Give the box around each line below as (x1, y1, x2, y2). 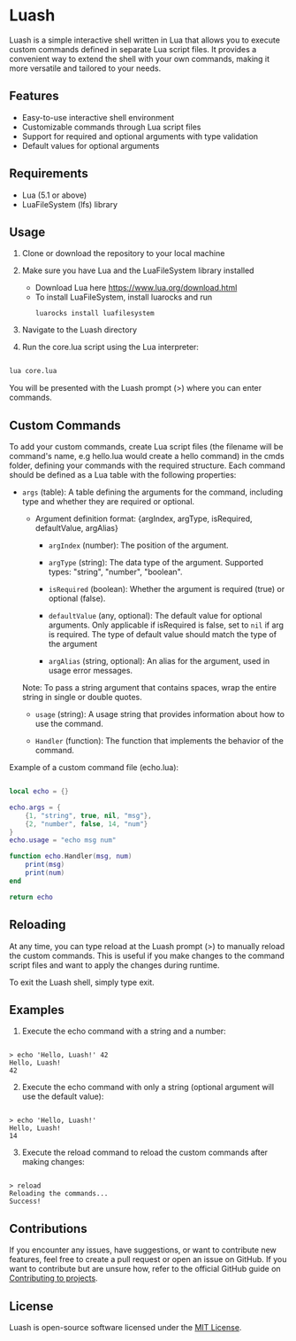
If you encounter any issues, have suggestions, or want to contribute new (9, 1244, 277, 1255)
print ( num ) (25, 869, 65, 877)
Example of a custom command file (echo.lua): (9, 762, 179, 773)
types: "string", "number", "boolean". (48, 566, 183, 577)
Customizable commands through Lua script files (21, 121, 201, 132)
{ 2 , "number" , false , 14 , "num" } (25, 819, 148, 829)
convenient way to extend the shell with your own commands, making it (9, 53, 270, 64)
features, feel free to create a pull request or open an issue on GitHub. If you (9, 1254, 287, 1265)
